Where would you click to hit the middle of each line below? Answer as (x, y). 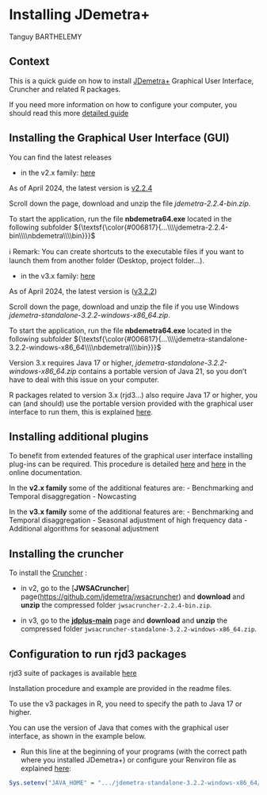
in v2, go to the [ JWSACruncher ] (75, 589)
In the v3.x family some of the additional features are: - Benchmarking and (132, 512)
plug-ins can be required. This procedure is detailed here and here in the (128, 464)
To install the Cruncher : (48, 573)
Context (29, 62)
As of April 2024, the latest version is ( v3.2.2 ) (83, 291)
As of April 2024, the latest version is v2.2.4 (81, 187)
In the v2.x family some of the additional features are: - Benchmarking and (132, 488)
